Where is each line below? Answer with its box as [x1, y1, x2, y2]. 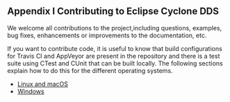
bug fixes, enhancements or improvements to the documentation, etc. [7, 31, 207, 39]
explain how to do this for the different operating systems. [7, 66, 173, 74]
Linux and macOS [17, 79, 68, 88]
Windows [17, 87, 44, 95]
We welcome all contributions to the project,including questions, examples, [7, 23, 222, 32]
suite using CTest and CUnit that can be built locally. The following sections [7, 59, 224, 68]
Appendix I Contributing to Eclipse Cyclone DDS [7, 6, 220, 17]
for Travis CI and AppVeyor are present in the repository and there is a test [7, 52, 220, 60]
